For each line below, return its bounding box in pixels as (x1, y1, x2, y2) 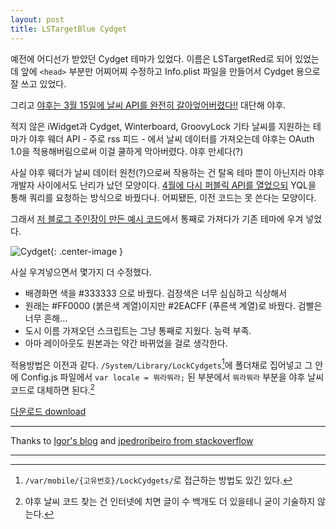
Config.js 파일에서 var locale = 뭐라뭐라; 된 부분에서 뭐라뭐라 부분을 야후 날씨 (20, 371, 325, 383)
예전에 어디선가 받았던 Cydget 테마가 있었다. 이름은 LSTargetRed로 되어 (10, 52, 293, 65)
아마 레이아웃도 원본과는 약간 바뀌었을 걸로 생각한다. (24, 337, 228, 349)
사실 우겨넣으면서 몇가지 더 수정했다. (10, 266, 152, 278)
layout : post (10, 14, 65, 25)
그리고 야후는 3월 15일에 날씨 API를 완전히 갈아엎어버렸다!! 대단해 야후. (10, 99, 287, 111)
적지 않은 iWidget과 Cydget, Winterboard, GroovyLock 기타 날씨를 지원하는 (10, 120, 312, 132)
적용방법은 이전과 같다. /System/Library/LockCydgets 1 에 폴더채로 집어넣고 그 (10, 357, 313, 371)
